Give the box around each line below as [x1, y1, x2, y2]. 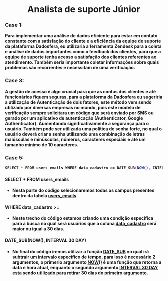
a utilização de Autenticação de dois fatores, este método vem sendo [5, 99, 152, 105]
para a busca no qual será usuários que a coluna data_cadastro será [12, 221, 157, 227]
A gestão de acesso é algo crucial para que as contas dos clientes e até [5, 88, 156, 94]
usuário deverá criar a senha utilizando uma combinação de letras [5, 131, 145, 137]
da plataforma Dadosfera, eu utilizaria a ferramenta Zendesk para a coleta [5, 43, 162, 49]
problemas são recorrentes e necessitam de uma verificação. [5, 65, 136, 71]
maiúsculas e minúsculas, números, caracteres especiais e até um [5, 136, 146, 142]
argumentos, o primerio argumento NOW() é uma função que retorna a [12, 259, 162, 265]
